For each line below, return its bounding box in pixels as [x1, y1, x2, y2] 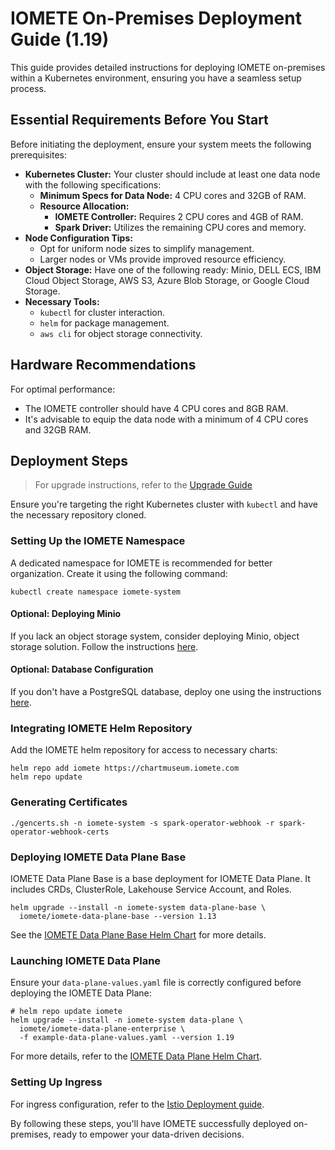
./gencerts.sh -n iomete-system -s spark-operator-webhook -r [10, 818, 275, 828]
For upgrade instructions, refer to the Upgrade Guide [34, 479, 253, 491]
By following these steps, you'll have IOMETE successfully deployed [10, 1117, 292, 1129]
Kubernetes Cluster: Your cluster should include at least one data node [24, 168, 321, 180]
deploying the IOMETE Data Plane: [10, 987, 152, 999]
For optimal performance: [10, 383, 116, 395]
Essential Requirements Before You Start [10, 112, 269, 129]
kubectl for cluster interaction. [39, 306, 165, 318]
